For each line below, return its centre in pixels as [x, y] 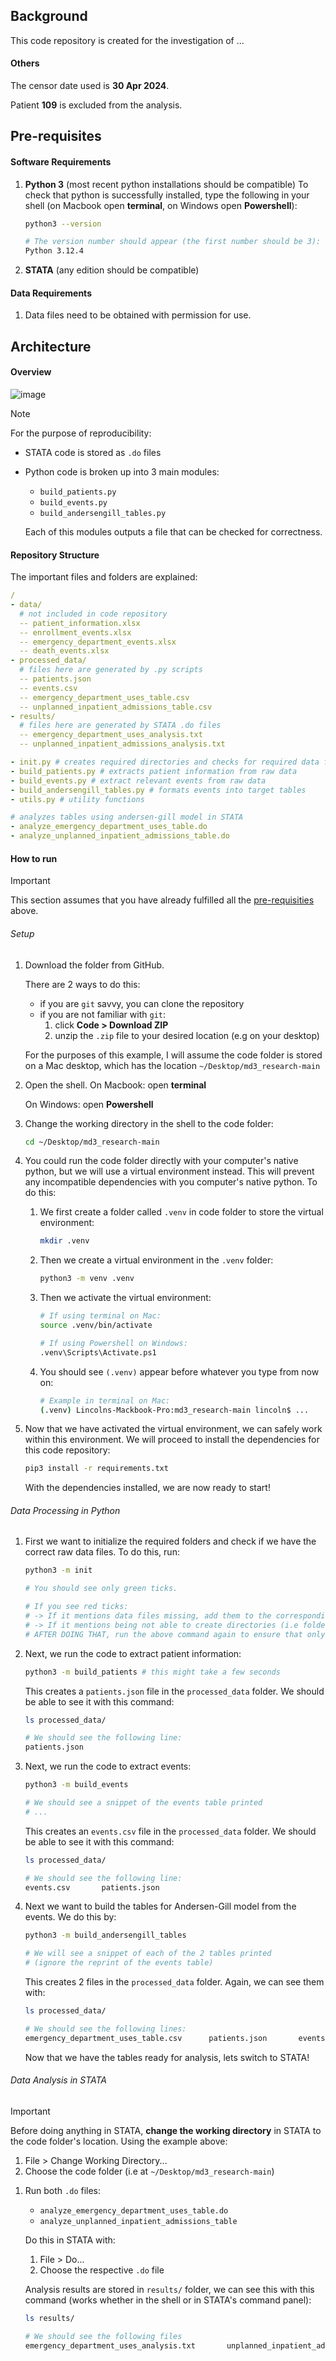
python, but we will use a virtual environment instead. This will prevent [169, 1171]
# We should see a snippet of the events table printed [143, 1803]
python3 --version [63, 224]
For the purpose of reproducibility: [81, 433]
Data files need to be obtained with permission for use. [138, 315]
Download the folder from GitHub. [94, 965]
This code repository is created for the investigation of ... [127, 40]
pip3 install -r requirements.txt [96, 1469]
